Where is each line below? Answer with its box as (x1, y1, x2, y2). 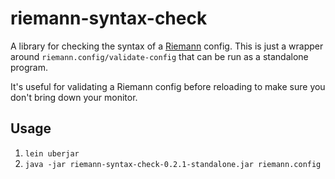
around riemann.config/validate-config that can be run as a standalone (10, 50, 309, 62)
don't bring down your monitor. (10, 91, 138, 103)
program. (10, 61, 49, 73)
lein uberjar (24, 148, 80, 159)
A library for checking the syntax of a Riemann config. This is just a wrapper (10, 40, 324, 52)
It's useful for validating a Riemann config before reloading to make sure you (10, 80, 326, 92)
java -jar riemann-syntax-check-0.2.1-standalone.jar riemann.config (24, 159, 322, 169)
